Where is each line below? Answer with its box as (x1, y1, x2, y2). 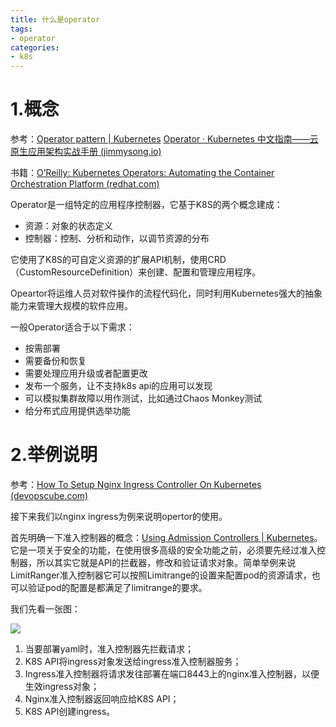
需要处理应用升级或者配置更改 (24, 367, 148, 380)
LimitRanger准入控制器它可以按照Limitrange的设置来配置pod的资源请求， (10, 569, 312, 581)
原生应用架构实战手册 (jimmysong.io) (10, 146, 162, 158)
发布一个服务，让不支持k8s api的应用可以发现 (24, 380, 213, 392)
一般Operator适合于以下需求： (10, 321, 135, 333)
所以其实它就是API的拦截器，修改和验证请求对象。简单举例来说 (36, 557, 297, 568)
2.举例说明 (10, 444, 98, 466)
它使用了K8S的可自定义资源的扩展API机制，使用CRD (10, 254, 227, 266)
